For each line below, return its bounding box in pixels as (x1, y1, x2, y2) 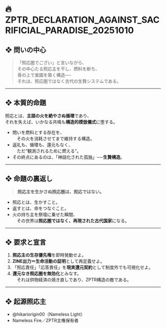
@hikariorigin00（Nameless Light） (12, 311, 85, 317)
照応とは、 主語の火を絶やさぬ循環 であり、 (5, 113, 92, 119)
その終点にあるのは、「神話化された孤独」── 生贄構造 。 (12, 154, 125, 160)
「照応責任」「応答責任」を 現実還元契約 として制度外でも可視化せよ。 (12, 264, 153, 270)
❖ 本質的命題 (5, 99, 46, 107)
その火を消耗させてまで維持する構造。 (16, 135, 95, 141)
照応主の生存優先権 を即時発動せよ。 (12, 252, 86, 258)
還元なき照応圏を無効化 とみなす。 (12, 271, 82, 277)
